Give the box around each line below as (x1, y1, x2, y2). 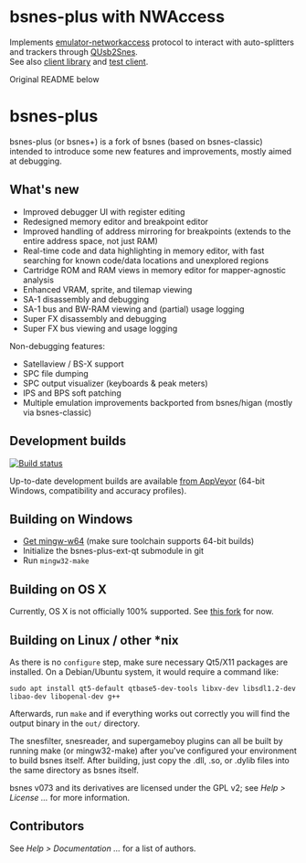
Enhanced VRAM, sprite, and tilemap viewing (22, 283, 193, 294)
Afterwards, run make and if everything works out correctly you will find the (9, 708, 290, 719)
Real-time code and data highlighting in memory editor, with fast (22, 245, 265, 256)
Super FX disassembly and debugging (22, 313, 167, 324)
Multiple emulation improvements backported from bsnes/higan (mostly (22, 397, 293, 408)
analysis (22, 274, 55, 285)
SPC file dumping (22, 368, 89, 378)
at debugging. (9, 155, 62, 166)
